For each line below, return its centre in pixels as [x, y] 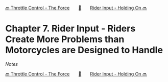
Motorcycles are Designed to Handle [84, 50]
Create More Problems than [65, 39]
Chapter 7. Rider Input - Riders [70, 29]
